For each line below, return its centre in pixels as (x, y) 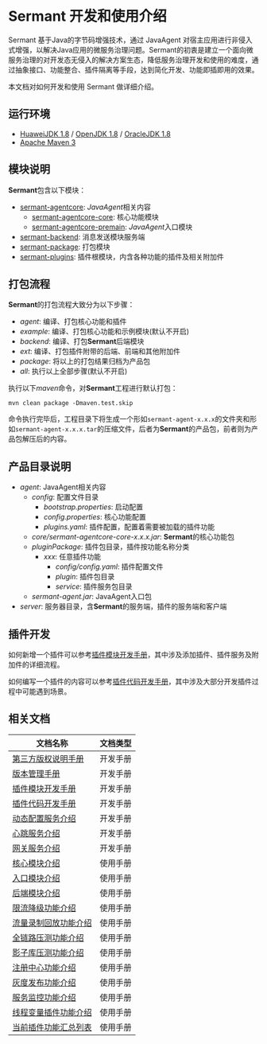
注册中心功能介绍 (44, 968)
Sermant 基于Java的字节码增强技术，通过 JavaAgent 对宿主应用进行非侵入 (130, 40)
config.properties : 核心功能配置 (95, 517)
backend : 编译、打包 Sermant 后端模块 (82, 341)
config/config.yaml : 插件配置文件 (109, 567)
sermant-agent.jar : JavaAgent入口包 (92, 597)
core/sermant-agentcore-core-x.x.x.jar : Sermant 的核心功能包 (133, 537)
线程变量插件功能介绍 (52, 1012)
